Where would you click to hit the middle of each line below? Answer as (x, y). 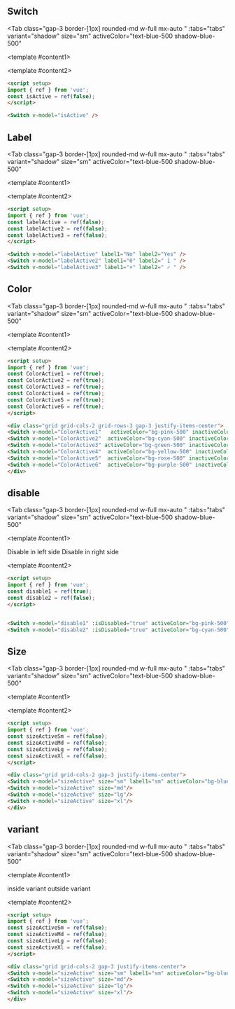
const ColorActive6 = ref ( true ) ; (56, 406)
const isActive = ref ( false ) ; (51, 96)
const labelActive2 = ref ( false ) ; (58, 228)
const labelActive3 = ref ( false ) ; (58, 235)
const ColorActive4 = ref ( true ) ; (56, 394)
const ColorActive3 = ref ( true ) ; (56, 387)
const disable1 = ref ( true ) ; (50, 591)
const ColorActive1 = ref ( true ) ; (56, 374)
